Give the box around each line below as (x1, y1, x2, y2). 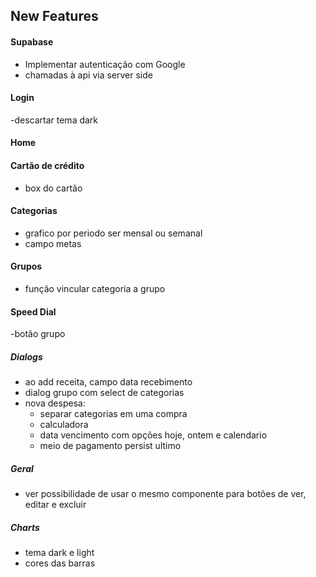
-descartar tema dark (10, 114, 99, 126)
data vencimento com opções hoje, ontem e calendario (39, 429, 268, 441)
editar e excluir (24, 499, 87, 511)
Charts (10, 521, 40, 533)
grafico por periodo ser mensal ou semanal (24, 227, 203, 239)
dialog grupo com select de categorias (24, 387, 185, 399)
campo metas (24, 237, 82, 249)
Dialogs (10, 350, 43, 363)
